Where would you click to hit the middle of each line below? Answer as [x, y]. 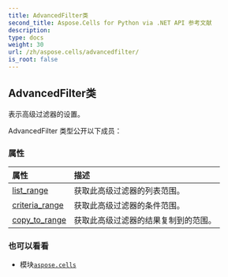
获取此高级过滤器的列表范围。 [129, 190]
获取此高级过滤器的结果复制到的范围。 [145, 220]
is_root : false [33, 60]
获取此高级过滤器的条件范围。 [129, 205]
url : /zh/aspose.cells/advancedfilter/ [74, 52]
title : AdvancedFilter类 [49, 15]
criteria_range [38, 204]
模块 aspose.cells [48, 264]
